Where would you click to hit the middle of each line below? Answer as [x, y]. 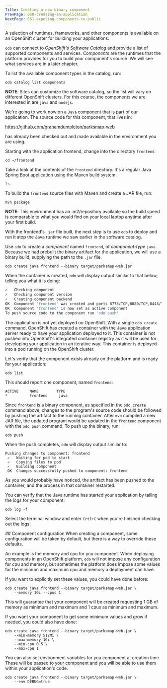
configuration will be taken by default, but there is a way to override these [81, 538]
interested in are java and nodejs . [39, 102]
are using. [15, 142]
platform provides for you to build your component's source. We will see [79, 59]
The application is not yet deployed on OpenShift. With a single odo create [81, 322]
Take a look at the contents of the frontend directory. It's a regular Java [78, 170]
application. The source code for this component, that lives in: [69, 117]
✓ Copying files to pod [34, 462]
